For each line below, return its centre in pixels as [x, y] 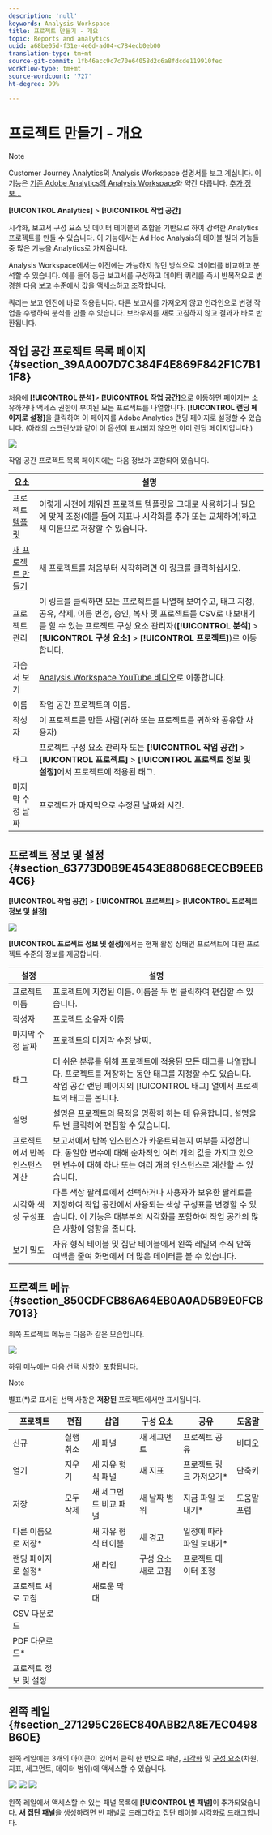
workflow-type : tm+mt [45, 69]
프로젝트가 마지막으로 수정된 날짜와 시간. [112, 805]
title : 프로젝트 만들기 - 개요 [53, 31]
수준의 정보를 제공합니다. [62, 954]
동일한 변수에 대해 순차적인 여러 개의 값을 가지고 [151, 1153]
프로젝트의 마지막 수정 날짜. [102, 1040]
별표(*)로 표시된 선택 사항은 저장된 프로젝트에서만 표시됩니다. [104, 1399]
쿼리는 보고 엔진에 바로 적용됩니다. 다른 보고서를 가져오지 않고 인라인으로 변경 [130, 303]
